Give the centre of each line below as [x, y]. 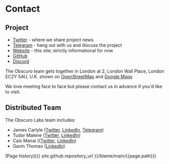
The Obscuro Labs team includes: [41, 120]
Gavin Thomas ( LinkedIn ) [39, 146]
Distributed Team [33, 108]
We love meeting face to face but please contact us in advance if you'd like [84, 86]
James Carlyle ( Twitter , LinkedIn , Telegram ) [58, 129]
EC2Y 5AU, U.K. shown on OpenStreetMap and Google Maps [69, 76]
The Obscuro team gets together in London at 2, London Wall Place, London [85, 71]
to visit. [13, 92]
